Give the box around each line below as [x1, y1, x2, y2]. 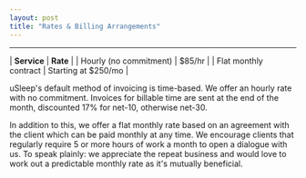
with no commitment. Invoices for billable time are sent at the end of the [9, 92, 280, 103]
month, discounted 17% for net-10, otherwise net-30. [9, 102, 208, 113]
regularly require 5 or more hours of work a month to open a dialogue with [9, 138, 288, 150]
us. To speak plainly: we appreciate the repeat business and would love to [9, 148, 287, 159]
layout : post [9, 13, 59, 23]
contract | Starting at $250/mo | [9, 64, 129, 75]
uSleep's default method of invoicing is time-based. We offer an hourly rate [9, 83, 292, 94]
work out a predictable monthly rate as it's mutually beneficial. [9, 158, 243, 169]
